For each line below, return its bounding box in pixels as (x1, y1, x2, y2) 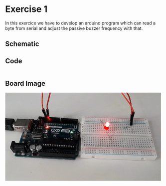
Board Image (5, 79, 46, 88)
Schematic (5, 40, 39, 48)
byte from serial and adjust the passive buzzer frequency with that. (5, 25, 143, 31)
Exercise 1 (5, 3, 48, 15)
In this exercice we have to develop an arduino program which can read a (5, 20, 156, 26)
